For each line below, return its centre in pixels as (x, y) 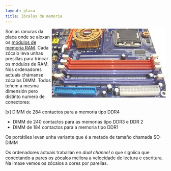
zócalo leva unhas (24, 53)
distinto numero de (25, 96)
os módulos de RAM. (27, 64)
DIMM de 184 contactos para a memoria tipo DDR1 (65, 127)
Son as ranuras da (24, 31)
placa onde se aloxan (27, 37)
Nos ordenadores (24, 69)
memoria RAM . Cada (27, 47)
